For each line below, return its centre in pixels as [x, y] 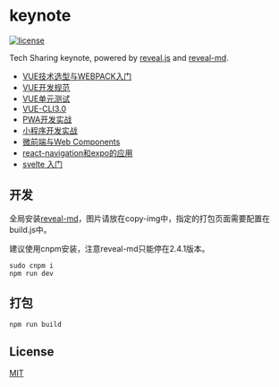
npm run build [36, 324]
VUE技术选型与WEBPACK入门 [77, 76]
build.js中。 [30, 229]
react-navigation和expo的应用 [77, 152]
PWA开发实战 [47, 119]
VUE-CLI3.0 [44, 108]
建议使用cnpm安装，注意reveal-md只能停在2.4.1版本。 [110, 248]
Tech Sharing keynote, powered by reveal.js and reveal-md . [119, 57]
